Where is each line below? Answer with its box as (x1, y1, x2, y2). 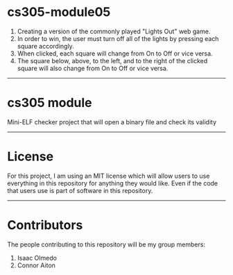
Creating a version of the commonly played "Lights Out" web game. (17, 27, 211, 35)
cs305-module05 (7, 4, 111, 20)
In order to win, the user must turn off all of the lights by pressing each (17, 34, 219, 42)
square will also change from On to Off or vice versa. (17, 64, 169, 72)
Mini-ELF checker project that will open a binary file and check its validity (7, 117, 217, 126)
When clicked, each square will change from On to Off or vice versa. (17, 49, 213, 58)
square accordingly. (17, 42, 74, 50)
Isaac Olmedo (17, 253, 58, 262)
